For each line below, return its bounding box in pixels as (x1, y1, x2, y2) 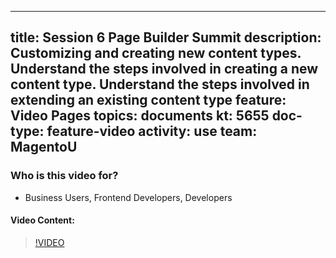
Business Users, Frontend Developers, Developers (24, 191, 233, 203)
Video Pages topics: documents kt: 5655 (10, 107, 270, 125)
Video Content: (10, 214, 75, 226)
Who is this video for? (10, 169, 119, 183)
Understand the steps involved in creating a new (10, 61, 319, 78)
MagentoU (10, 139, 78, 156)
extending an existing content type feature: (10, 92, 287, 109)
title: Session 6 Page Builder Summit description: (10, 29, 322, 46)
